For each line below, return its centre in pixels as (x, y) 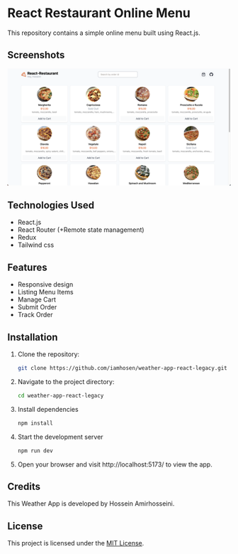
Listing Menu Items (45, 292)
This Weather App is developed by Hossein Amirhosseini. (91, 504)
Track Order (35, 315)
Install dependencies (48, 409)
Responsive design (45, 284)
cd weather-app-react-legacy (61, 395)
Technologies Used (51, 205)
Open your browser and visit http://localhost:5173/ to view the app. (115, 464)
